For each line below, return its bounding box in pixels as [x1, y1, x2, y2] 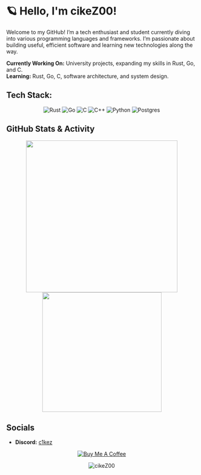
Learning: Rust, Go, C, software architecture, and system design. [6, 72, 169, 80]
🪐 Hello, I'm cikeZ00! [6, 4, 117, 18]
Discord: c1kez [15, 439, 53, 446]
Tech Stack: [6, 90, 53, 100]
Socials [6, 422, 35, 432]
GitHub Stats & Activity [6, 124, 95, 134]
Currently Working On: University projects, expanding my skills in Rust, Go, [6, 60, 196, 67]
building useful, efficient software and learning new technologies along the [6, 41, 193, 49]
